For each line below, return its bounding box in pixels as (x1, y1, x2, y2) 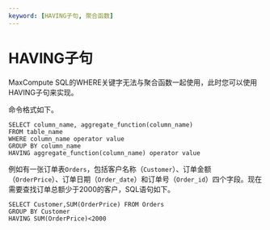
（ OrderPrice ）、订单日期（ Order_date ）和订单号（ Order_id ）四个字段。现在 (8, 174, 263, 184)
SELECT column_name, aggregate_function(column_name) (8, 120, 194, 129)
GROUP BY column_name (8, 142, 82, 150)
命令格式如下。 (8, 104, 58, 114)
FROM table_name (8, 128, 63, 136)
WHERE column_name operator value (8, 135, 125, 143)
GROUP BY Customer (8, 207, 70, 215)
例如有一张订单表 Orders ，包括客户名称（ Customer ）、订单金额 (8, 164, 212, 174)
